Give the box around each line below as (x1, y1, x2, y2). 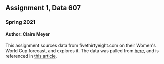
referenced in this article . (5, 53, 57, 59)
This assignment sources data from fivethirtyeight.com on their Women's (5, 42, 156, 48)
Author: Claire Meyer (5, 31, 50, 37)
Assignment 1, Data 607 (5, 4, 81, 12)
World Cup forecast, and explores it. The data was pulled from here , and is (5, 47, 159, 54)
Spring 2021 (5, 19, 36, 26)
